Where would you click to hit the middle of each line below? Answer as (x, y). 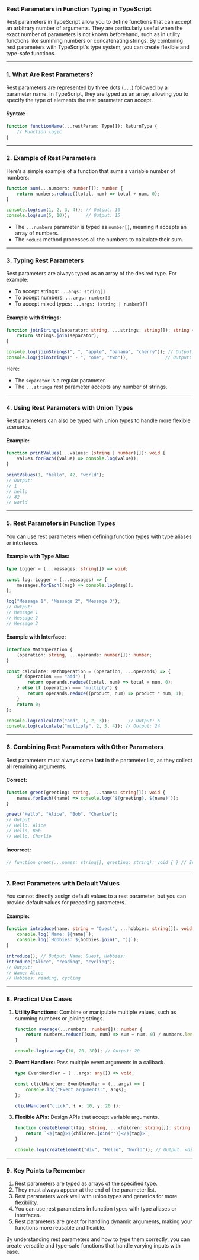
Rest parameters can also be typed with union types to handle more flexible (98, 420)
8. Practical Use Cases (39, 999)
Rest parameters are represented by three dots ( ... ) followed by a (87, 87)
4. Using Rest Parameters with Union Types (70, 407)
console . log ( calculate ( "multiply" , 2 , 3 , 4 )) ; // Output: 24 (83, 726)
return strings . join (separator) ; (58, 336)
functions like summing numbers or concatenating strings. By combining (95, 41)
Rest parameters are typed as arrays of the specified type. (86, 1184)
